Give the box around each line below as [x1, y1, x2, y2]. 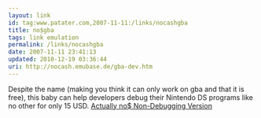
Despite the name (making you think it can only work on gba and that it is [8, 84, 245, 94]
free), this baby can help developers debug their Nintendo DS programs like [8, 92, 253, 102]
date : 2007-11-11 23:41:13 [8, 48, 97, 56]
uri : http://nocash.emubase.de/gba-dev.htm [8, 63, 153, 71]
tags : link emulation [8, 33, 79, 42]
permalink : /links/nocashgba [8, 41, 104, 49]
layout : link [8, 11, 51, 20]
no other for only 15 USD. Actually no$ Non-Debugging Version [8, 101, 212, 110]
